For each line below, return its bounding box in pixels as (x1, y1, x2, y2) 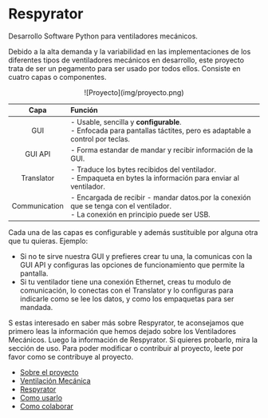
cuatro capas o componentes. (8, 72, 107, 82)
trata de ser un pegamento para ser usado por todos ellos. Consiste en (8, 63, 241, 73)
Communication (11, 201, 64, 211)
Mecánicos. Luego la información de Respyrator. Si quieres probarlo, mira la (8, 335, 258, 344)
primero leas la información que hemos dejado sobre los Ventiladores (8, 326, 237, 336)
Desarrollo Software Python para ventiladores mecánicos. (8, 31, 198, 41)
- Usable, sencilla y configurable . (70, 117, 182, 126)
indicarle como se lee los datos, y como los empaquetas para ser (19, 293, 235, 304)
